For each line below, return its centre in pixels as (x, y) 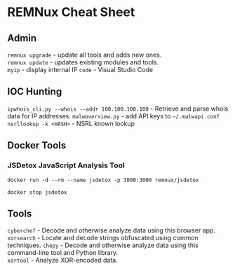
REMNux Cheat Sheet (71, 12)
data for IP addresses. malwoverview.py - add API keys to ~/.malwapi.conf (113, 116)
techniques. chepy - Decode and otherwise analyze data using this (103, 245)
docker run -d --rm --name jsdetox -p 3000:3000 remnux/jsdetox (103, 180)
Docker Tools (37, 145)
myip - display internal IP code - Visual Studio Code (80, 70)
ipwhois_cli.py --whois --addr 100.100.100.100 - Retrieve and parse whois (118, 109)
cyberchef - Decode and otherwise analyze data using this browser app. (112, 230)
